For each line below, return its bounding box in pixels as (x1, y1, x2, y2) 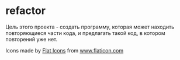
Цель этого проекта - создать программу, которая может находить (5, 23, 175, 30)
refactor (5, 4, 46, 17)
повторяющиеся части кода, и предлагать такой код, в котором (5, 29, 165, 36)
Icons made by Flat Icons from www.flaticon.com (5, 47, 124, 54)
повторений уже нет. (5, 36, 58, 43)
